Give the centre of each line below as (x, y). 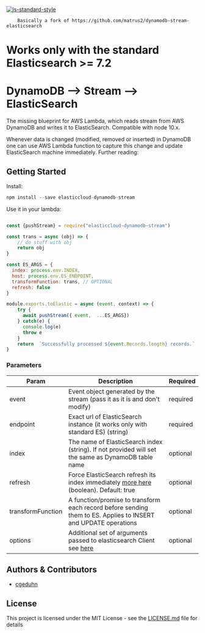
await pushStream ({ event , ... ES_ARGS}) (76, 316)
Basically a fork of (43, 21)
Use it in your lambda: (34, 209)
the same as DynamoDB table (110, 457)
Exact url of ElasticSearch (105, 417)
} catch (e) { (34, 321)
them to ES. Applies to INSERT (111, 515)
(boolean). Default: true (102, 490)
